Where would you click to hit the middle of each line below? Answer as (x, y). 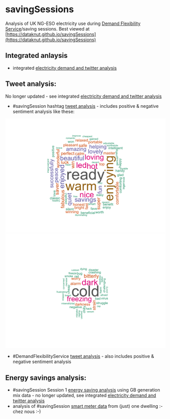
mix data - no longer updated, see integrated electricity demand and (84, 395)
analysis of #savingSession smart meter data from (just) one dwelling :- (88, 406)
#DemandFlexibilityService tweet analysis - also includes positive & (83, 356)
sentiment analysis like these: (44, 111)
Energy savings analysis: (46, 378)
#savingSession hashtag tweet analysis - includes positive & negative (86, 106)
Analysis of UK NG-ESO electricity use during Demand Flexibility (73, 23)
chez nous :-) (27, 411)
